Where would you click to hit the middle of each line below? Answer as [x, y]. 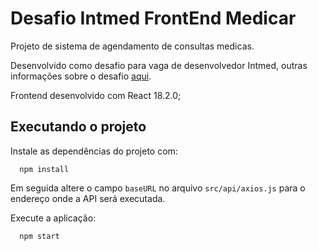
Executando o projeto [78, 127]
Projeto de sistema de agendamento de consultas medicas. [132, 46]
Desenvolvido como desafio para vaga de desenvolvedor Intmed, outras [159, 65]
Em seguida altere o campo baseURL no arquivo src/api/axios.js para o [158, 188]
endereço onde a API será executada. [88, 198]
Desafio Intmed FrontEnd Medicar [153, 18]
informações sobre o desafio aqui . [81, 76]
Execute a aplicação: [53, 218]
